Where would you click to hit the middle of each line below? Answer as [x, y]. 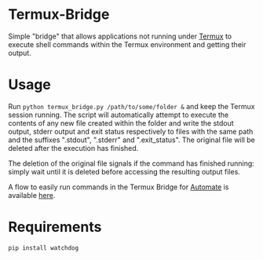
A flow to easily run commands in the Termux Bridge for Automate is [119, 187]
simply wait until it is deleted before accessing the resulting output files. [124, 171]
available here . [32, 195]
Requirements [55, 227]
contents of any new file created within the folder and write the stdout [121, 123]
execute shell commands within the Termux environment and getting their [127, 44]
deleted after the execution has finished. [73, 148]
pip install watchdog [44, 248]
